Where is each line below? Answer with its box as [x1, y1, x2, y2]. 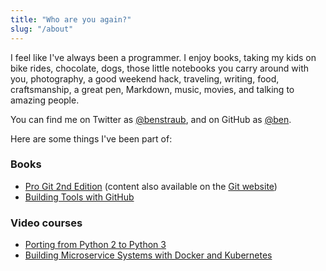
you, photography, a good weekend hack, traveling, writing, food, [10, 72, 280, 85]
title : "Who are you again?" [10, 14, 132, 25]
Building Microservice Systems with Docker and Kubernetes [24, 249, 273, 261]
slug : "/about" [10, 24, 74, 34]
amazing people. [10, 94, 80, 106]
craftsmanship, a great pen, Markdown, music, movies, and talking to [10, 83, 295, 95]
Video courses [10, 216, 83, 230]
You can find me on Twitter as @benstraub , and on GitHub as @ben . [10, 113, 292, 125]
